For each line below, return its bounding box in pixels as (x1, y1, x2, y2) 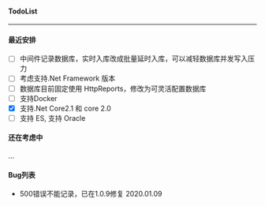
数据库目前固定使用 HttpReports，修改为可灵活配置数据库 (19, 84, 207, 93)
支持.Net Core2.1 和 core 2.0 (19, 103, 112, 113)
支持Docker (19, 93, 58, 103)
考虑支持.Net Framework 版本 (19, 73, 116, 83)
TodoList (8, 6, 38, 16)
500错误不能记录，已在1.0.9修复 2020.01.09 (19, 189, 162, 199)
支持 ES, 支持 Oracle (19, 113, 86, 122)
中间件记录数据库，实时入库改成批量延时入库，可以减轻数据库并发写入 (19, 54, 248, 63)
